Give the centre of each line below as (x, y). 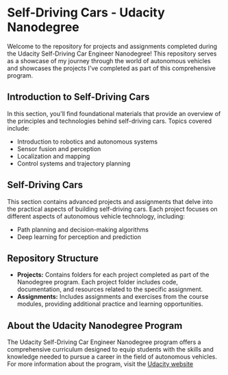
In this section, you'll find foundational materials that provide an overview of (114, 113)
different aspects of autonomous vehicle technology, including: (96, 216)
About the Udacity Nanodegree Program (95, 325)
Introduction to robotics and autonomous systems (87, 141)
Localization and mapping (53, 156)
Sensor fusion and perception (59, 148)
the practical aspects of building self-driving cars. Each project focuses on (112, 209)
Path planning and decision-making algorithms (83, 229)
